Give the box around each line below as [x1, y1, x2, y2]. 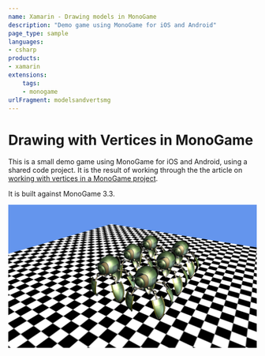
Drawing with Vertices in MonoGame [8, 131, 254, 149]
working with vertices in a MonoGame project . [8, 174, 159, 183]
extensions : [8, 71, 47, 79]
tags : [22, 79, 41, 87]
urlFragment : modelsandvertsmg [8, 96, 111, 104]
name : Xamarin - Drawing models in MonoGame [8, 13, 157, 21]
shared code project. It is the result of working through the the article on [8, 166, 243, 175]
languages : [8, 38, 44, 46]
